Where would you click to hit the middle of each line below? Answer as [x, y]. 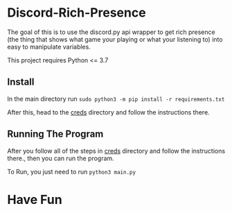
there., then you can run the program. [61, 158]
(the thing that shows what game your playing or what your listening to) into [115, 39]
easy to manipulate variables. [49, 47]
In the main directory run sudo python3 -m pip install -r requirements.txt [116, 99]
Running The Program [55, 134]
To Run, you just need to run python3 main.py [72, 171]
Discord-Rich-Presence [77, 13]
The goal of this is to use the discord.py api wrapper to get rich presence [111, 32]
